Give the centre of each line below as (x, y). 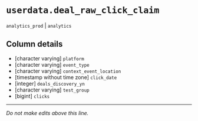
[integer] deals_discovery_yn (50, 83)
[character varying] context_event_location (68, 71)
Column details (34, 44)
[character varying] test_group (52, 90)
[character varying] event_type (52, 64)
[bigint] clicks (32, 96)
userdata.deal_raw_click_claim (83, 10)
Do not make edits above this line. (47, 113)
